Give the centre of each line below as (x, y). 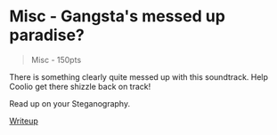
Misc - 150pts (56, 60)
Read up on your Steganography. (70, 103)
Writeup (24, 121)
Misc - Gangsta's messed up (117, 16)
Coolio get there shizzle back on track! (80, 86)
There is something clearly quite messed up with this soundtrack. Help (139, 76)
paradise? (47, 35)
